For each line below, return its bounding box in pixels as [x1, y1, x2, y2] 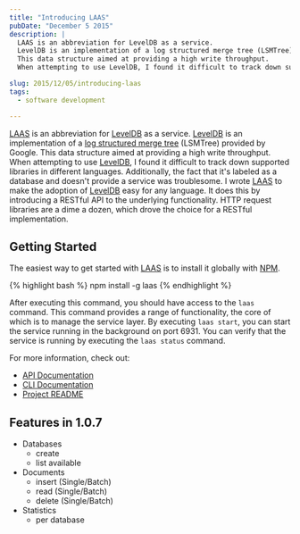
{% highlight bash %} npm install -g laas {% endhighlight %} [9, 280, 232, 291]
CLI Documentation [21, 380, 94, 390]
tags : [9, 87, 29, 96]
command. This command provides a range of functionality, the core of [9, 307, 271, 318]
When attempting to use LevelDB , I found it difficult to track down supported [9, 156, 290, 167]
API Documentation [21, 370, 94, 380]
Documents [21, 467, 65, 478]
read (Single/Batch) [35, 486, 108, 496]
